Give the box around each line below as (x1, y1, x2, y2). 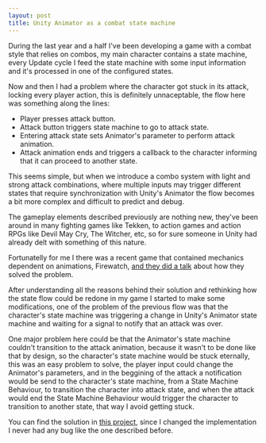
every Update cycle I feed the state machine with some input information (8, 57, 246, 67)
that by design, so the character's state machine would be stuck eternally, (8, 351, 250, 360)
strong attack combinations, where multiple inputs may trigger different (8, 179, 241, 189)
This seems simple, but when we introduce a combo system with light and (8, 171, 251, 181)
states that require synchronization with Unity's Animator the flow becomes (8, 188, 256, 198)
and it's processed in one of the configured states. (8, 66, 174, 75)
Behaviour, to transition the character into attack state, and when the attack (8, 384, 255, 394)
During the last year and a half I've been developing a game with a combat (8, 40, 252, 50)
